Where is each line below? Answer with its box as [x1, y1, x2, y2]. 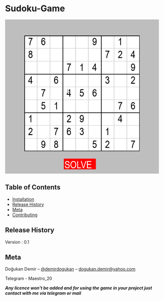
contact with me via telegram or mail [5, 290, 82, 296]
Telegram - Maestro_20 [5, 276, 52, 281]
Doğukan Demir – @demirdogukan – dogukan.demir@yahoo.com [5, 266, 136, 272]
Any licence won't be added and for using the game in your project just [5, 285, 152, 291]
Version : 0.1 [5, 239, 29, 245]
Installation [12, 196, 35, 202]
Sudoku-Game [5, 3, 65, 14]
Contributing [12, 211, 38, 218]
